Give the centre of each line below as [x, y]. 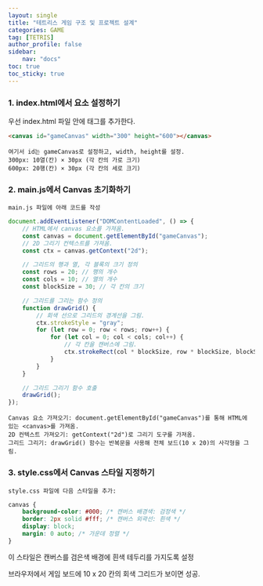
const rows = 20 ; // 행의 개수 [70, 272]
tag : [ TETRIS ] [31, 37]
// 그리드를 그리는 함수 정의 [62, 300]
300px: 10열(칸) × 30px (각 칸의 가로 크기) [74, 160]
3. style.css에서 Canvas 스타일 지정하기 [81, 473]
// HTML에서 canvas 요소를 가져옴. [74, 228]
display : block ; [49, 526]
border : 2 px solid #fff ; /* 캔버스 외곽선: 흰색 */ [102, 519]
